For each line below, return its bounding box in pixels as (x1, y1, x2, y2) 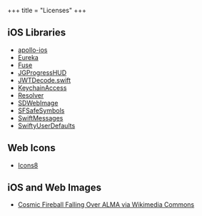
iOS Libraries (7, 26, 66, 38)
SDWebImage (17, 98, 59, 107)
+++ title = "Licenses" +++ (7, 6, 87, 14)
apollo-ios (17, 46, 48, 54)
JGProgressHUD (17, 68, 67, 77)
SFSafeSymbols (17, 106, 65, 115)
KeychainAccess (17, 83, 67, 92)
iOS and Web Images (7, 182, 102, 194)
